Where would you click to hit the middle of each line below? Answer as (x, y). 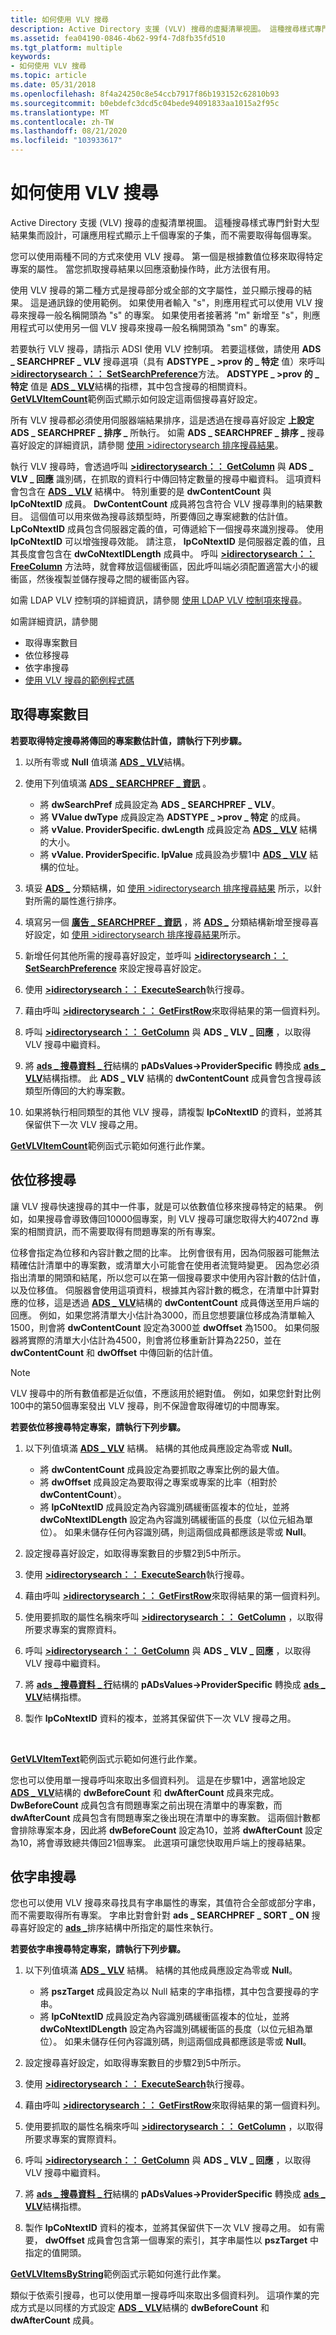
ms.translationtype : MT (60, 112)
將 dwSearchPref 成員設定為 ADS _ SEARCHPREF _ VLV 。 (160, 804)
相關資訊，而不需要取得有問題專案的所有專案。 (124, 1231)
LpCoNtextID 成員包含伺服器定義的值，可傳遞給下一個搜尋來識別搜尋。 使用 (167, 528)
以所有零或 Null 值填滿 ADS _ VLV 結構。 (107, 762)
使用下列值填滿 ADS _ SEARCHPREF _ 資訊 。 (118, 783)
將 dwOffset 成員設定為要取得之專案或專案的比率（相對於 (158, 1482)
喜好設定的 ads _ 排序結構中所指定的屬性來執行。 (118, 1928)
